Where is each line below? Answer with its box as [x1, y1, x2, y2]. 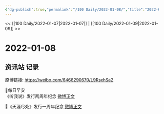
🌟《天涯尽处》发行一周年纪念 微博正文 [5, 103, 82, 109]
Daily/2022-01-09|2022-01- [102, 20, 159, 26]
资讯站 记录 [5, 63, 39, 71]
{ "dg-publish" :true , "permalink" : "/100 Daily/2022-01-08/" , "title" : [5, 7, 145, 12]
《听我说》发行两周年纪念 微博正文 [5, 93, 75, 99]
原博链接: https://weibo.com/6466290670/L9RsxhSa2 [5, 77, 114, 82]
